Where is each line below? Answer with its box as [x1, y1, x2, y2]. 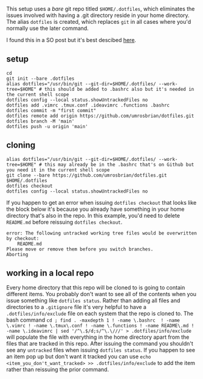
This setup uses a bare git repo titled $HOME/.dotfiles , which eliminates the [6, 5, 195, 12]
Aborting [6, 251, 29, 258]
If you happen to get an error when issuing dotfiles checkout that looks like [6, 199, 197, 206]
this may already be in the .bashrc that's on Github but [44, 161, 194, 168]
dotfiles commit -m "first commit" [6, 107, 97, 113]
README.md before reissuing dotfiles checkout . [6, 218, 123, 225]
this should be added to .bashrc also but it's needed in [44, 86, 194, 92]
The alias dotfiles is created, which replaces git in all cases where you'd [6, 18, 191, 25]
